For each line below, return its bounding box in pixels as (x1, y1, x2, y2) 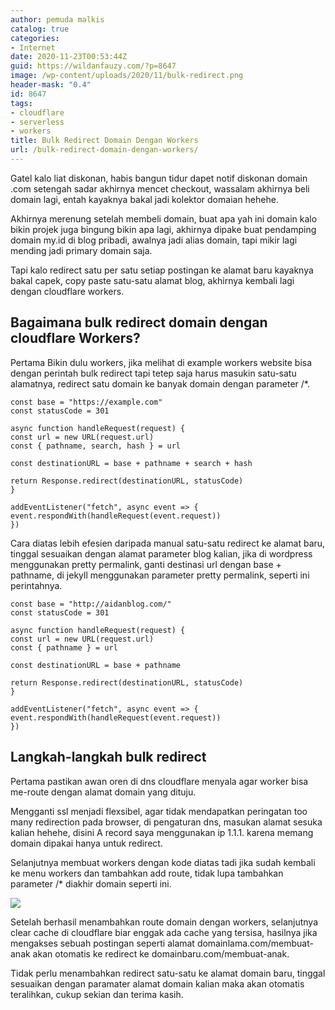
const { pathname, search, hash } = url (10, 441, 182, 451)
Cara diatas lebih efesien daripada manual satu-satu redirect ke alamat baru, (10, 537, 326, 549)
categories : (10, 33, 60, 43)
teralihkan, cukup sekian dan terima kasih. (10, 988, 184, 1000)
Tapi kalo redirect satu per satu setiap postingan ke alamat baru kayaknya (10, 264, 314, 276)
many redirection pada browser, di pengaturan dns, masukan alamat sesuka (10, 816, 323, 828)
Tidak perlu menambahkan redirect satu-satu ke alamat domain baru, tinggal (10, 967, 326, 979)
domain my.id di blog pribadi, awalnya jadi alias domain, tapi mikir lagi (10, 234, 298, 246)
